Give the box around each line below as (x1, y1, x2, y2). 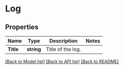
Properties (5, 23, 39, 31)
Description (49, 38, 78, 44)
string (26, 46, 41, 53)
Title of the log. (46, 46, 81, 53)
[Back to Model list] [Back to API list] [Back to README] (5, 59, 119, 65)
